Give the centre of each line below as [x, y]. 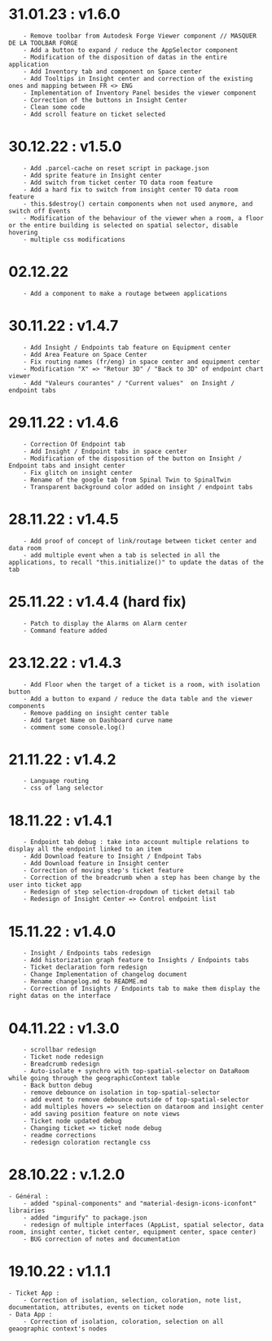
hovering [23, 232]
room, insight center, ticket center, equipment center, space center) [132, 1232]
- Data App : [31, 1315]
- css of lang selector [64, 788]
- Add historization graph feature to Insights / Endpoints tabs [136, 961]
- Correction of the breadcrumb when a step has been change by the [142, 878]
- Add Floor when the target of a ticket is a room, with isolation [142, 684]
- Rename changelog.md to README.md [86, 982]
